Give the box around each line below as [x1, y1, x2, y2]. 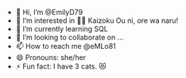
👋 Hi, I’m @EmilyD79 [15, 8, 83, 17]
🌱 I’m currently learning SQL [15, 24, 109, 33]
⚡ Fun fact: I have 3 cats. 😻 [15, 61, 107, 71]
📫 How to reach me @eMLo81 [15, 42, 117, 50]
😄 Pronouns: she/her [15, 53, 86, 62]
